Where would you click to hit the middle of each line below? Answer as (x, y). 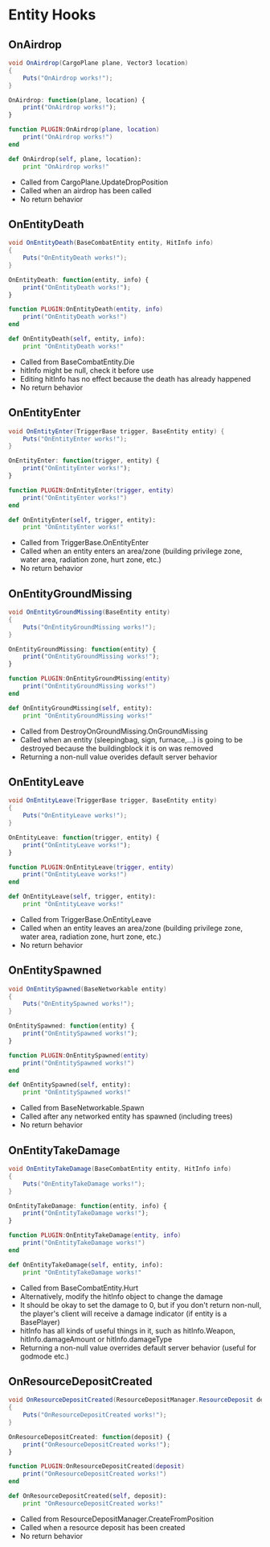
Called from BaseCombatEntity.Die (77, 362)
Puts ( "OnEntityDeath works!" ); (75, 258)
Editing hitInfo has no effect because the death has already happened (135, 378)
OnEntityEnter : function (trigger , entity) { (84, 461)
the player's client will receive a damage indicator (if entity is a (123, 1313)
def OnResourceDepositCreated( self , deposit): (88, 1496)
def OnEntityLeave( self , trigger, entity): (82, 897)
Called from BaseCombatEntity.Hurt (79, 1288)
